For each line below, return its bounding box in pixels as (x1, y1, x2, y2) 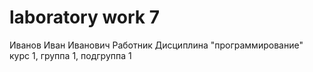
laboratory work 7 (9, 6, 161, 29)
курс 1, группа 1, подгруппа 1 (9, 49, 132, 61)
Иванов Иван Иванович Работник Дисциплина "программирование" (9, 39, 304, 51)
